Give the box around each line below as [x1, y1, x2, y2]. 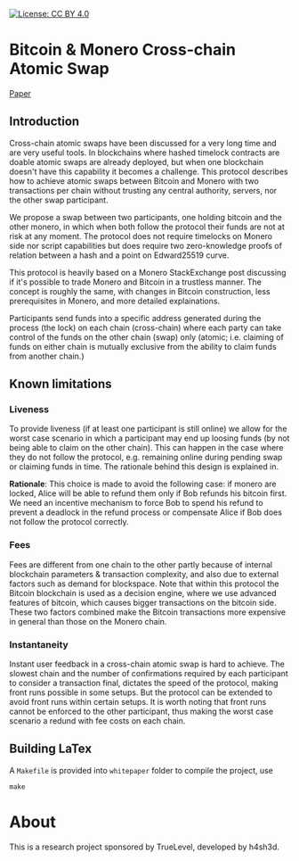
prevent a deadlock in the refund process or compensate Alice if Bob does [9, 507, 283, 517]
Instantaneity [9, 638, 69, 650]
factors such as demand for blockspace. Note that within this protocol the [9, 578, 279, 589]
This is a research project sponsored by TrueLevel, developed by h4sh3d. [9, 841, 280, 852]
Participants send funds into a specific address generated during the [9, 312, 262, 323]
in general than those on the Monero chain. [9, 616, 167, 626]
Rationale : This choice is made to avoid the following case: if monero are [9, 478, 277, 490]
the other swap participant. [9, 195, 109, 205]
